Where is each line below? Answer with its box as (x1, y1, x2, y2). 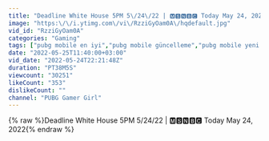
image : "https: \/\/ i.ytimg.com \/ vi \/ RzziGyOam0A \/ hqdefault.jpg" (8, 19, 231, 27)
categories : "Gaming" (8, 34, 81, 42)
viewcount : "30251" (8, 71, 74, 79)
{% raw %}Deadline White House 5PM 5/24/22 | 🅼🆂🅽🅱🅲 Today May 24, (8, 115, 254, 125)
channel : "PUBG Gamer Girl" (8, 94, 102, 102)
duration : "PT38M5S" (8, 64, 78, 72)
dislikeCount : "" (8, 86, 66, 95)
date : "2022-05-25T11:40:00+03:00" (8, 49, 127, 57)
